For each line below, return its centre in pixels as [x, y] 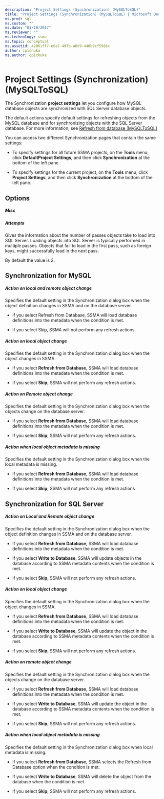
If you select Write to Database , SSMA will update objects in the [77, 558]
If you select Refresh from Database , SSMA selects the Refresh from [82, 762]
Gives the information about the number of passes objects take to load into [80, 235]
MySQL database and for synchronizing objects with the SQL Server [74, 123]
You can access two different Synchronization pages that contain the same [81, 138]
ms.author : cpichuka [26, 55]
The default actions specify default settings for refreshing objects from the [80, 118]
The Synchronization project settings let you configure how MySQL [73, 103]
